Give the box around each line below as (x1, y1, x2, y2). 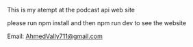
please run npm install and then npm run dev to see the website (7, 19, 187, 27)
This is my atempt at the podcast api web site (7, 6, 136, 14)
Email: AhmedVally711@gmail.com (7, 32, 103, 40)
